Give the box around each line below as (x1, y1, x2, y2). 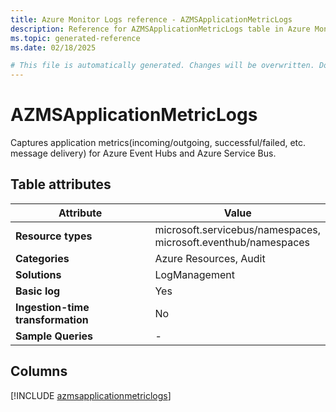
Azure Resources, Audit (154, 251, 266, 265)
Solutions (15, 267, 62, 281)
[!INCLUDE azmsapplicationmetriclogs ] (10, 389, 172, 401)
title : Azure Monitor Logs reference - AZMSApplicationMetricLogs (10, 14, 293, 25)
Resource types (15, 229, 93, 243)
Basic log (15, 284, 61, 298)
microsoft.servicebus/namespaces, (154, 222, 321, 236)
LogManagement (154, 267, 235, 281)
